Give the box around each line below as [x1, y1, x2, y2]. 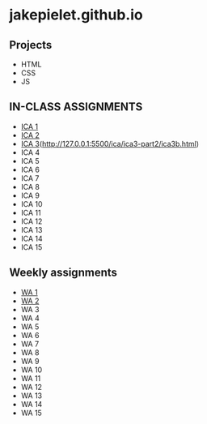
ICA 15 [20, 242, 43, 252]
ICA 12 [20, 216, 43, 226]
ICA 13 [20, 225, 43, 234]
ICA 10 [20, 199, 43, 208]
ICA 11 [20, 208, 41, 217]
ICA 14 [20, 233, 43, 243]
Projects [9, 38, 53, 52]
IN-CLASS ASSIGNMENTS [9, 100, 143, 114]
